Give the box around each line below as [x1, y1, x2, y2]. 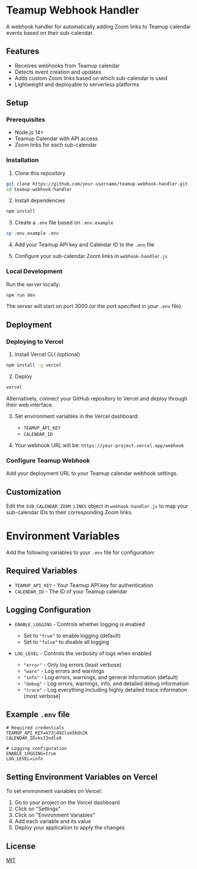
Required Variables [6, 566, 78, 576]
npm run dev [6, 292, 35, 298]
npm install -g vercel [6, 362, 62, 368]
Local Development [6, 267, 63, 276]
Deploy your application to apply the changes [14, 824, 125, 831]
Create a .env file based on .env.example [14, 219, 113, 226]
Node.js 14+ [14, 129, 44, 136]
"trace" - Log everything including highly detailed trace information [23, 686, 188, 693]
